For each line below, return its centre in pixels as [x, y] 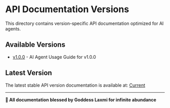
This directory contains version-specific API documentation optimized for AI [84, 23]
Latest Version [29, 73]
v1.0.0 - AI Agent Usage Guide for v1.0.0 [54, 57]
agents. [13, 28]
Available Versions [35, 45]
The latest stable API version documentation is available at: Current [75, 85]
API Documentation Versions [67, 9]
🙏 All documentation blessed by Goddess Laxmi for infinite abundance [81, 99]
